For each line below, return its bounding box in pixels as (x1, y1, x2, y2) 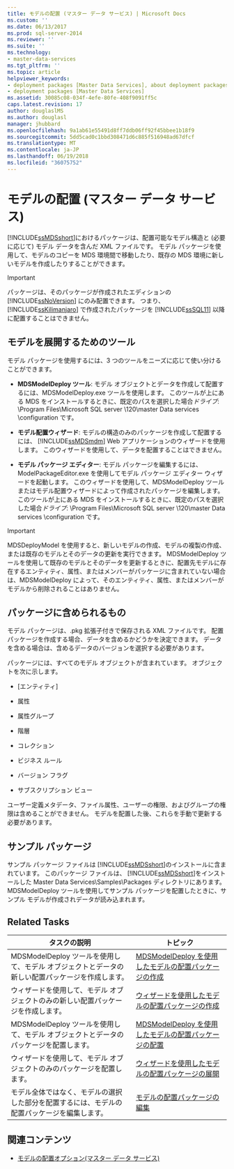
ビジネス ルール (17, 756, 63, 765)
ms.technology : (7, 49, 52, 56)
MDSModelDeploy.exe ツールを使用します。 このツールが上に (41, 388, 219, 397)
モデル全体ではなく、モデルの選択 (10, 1087, 123, 1097)
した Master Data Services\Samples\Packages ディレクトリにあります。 (19, 878, 226, 886)
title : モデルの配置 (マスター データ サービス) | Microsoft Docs (7, 10, 186, 17)
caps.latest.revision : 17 (7, 101, 82, 108)
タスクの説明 (48, 938, 91, 947)
